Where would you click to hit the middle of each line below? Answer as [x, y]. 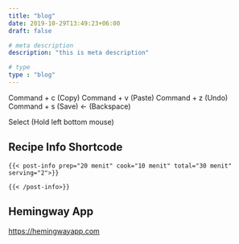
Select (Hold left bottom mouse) [61, 122]
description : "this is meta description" [79, 53]
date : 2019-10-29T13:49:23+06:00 [64, 23]
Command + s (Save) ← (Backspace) [70, 106]
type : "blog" [32, 75]
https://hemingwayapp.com [54, 231]
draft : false [30, 31]
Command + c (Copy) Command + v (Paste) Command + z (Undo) [118, 97]
